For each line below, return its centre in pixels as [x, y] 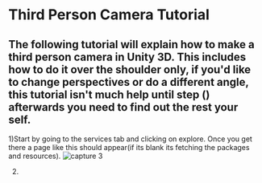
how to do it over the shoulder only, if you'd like [130, 69]
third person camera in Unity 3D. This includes [127, 57]
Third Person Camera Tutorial [109, 15]
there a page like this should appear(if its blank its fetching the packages [129, 147]
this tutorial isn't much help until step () [109, 94]
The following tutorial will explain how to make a [132, 45]
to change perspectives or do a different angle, [129, 82]
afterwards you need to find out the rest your [123, 107]
